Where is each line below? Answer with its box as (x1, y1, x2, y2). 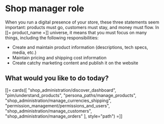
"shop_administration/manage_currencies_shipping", (5, 98, 111, 103)
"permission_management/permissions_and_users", (5, 102, 110, 108)
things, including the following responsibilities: (5, 35, 99, 41)
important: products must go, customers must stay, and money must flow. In (5, 24, 160, 30)
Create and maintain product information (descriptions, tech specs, (12, 44, 148, 50)
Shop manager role (5, 3, 84, 14)
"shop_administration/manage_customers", (5, 108, 92, 114)
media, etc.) (12, 50, 37, 55)
